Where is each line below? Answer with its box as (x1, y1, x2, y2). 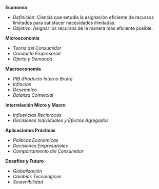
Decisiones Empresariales (12, 143, 68, 149)
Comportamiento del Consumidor (12, 148, 84, 154)
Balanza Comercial (12, 92, 54, 98)
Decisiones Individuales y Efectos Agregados (12, 117, 109, 123)
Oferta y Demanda (12, 56, 53, 62)
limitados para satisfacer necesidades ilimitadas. (12, 20, 116, 26)
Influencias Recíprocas (12, 112, 62, 118)
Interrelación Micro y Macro (5, 102, 66, 108)
